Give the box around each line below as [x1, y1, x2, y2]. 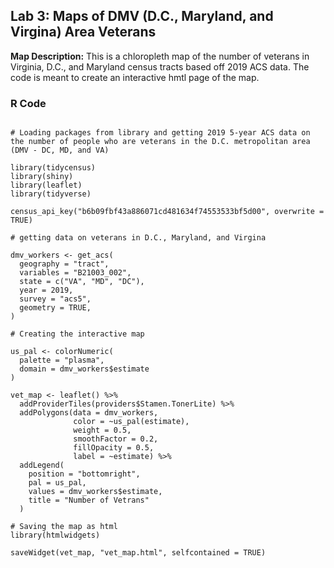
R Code [10, 96, 47, 110]
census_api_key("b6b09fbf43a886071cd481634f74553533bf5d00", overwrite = [10, 207, 325, 217]
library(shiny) [10, 172, 74, 182]
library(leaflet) [10, 180, 83, 191]
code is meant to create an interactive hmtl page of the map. [10, 71, 260, 83]
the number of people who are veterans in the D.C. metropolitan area [10, 137, 311, 147]
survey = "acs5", [19, 294, 92, 304]
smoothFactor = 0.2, [73, 434, 159, 444]
